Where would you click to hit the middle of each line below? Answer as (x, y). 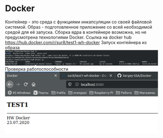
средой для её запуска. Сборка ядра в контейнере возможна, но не (76, 32)
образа (13, 47)
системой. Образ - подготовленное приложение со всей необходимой (79, 27)
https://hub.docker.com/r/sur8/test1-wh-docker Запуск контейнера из (76, 42)
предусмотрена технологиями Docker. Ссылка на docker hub (68, 37)
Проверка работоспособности (37, 69)
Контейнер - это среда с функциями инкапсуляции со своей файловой (78, 22)
